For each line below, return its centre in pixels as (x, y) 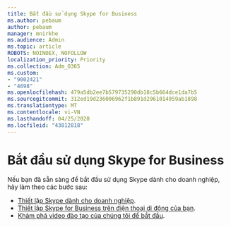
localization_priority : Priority (57, 60)
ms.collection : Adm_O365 (44, 66)
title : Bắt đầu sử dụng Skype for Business (72, 14)
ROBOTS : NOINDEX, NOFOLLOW (47, 54)
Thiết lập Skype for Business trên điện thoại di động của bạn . (106, 208)
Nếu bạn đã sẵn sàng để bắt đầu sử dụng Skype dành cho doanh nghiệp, (114, 180)
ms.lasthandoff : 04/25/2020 (49, 118)
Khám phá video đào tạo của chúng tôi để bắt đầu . (91, 216)
